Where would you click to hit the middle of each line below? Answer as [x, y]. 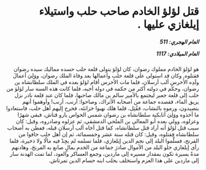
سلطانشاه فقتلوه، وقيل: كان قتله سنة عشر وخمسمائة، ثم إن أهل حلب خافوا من [109, 134]
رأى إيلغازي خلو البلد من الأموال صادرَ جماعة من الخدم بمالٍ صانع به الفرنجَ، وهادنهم [105, 147]
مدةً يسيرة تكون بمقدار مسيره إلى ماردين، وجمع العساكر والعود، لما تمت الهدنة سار [104, 154]
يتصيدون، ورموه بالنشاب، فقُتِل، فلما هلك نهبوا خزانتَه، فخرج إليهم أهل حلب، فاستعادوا [103, 108]
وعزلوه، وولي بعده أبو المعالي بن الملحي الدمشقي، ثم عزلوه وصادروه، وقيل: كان [107, 122]
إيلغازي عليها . [168, 24]
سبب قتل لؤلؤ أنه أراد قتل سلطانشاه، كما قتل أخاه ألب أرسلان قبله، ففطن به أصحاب [103, 128]
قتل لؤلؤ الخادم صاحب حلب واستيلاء [119, 11]
